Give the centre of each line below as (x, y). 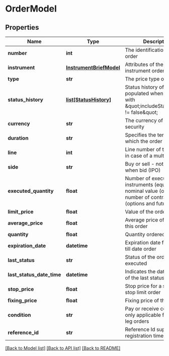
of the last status (145, 278)
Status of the (140, 257)
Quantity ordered (145, 234)
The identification (146, 50)
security (135, 127)
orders (141, 321)
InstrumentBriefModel (93, 67)
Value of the (139, 212)
